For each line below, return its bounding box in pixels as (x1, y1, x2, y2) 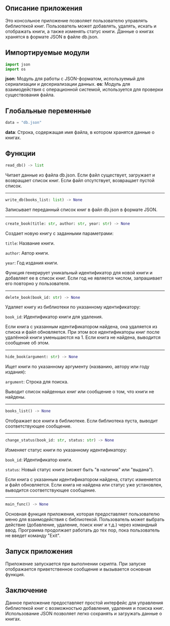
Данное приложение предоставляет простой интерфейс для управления (5, 600, 163, 606)
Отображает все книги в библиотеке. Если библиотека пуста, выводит (5, 418, 158, 424)
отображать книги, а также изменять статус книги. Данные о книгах (5, 28, 154, 34)
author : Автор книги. (5, 250, 50, 256)
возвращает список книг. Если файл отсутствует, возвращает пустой (5, 177, 155, 183)
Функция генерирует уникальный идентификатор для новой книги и (5, 269, 153, 275)
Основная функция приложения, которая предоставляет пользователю (5, 511, 160, 517)
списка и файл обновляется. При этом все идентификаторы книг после (5, 329, 160, 335)
